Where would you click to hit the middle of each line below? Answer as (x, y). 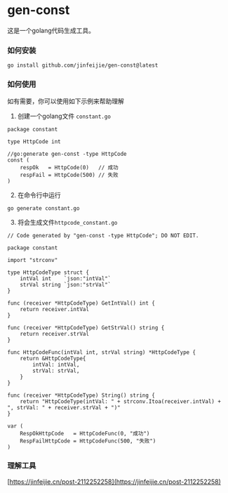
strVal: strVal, (56, 371)
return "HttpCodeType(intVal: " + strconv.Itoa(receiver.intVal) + (120, 401)
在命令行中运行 (39, 195)
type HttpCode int (34, 142)
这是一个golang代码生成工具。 (51, 30)
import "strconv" (33, 260)
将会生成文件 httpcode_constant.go (67, 222)
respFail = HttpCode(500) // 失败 (69, 175)
